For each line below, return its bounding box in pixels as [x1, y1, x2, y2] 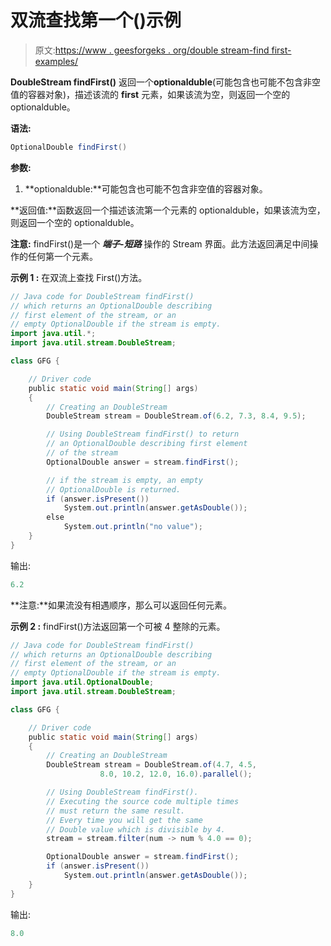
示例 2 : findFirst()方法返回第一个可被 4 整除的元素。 [10, 620, 226, 632]
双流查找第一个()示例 [10, 9, 182, 32]
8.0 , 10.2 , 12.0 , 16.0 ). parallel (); [99, 769, 253, 780]
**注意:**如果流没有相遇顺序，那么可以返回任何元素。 [10, 599, 233, 611]
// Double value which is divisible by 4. [46, 824, 226, 835]
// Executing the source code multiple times [46, 796, 240, 806]
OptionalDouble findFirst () [10, 142, 128, 152]
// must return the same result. [46, 806, 186, 816]
